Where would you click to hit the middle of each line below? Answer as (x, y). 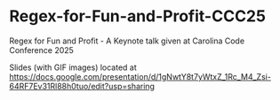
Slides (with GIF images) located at (73, 67)
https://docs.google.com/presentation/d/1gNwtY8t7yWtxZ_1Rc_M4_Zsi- (140, 76)
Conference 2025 (41, 50)
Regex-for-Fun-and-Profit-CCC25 (138, 16)
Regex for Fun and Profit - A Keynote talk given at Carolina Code (127, 41)
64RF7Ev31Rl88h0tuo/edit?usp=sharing (82, 86)
